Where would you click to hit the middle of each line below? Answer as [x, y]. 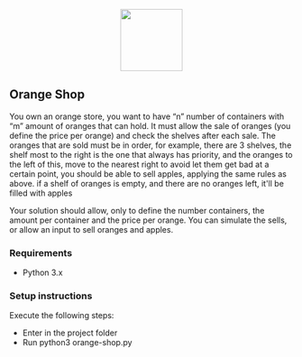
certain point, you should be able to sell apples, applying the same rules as [148, 174]
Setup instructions [51, 296]
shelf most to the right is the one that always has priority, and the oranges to [151, 154]
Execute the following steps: [62, 316]
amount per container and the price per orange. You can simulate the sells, [148, 220]
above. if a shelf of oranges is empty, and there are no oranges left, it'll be [146, 183]
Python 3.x [42, 273]
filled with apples [41, 193]
